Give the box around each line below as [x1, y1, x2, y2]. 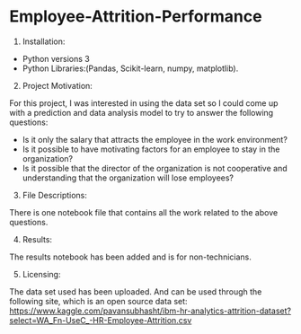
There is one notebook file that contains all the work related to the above [9, 207, 279, 217]
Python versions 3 [22, 53, 90, 64]
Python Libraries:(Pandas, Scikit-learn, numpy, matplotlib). [22, 63, 239, 74]
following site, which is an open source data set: [9, 295, 188, 306]
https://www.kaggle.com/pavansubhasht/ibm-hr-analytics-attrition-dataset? [9, 305, 292, 316]
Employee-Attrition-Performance [9, 6, 262, 27]
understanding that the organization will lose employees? [22, 172, 235, 183]
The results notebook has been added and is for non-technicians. [9, 251, 252, 262]
